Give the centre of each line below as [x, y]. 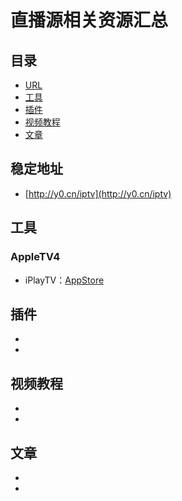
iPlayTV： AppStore [64, 280]
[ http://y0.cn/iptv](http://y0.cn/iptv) [98, 193]
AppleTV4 [35, 257]
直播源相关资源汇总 [89, 20]
